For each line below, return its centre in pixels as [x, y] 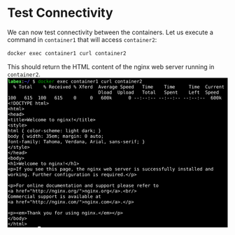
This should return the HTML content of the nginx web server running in [111, 66]
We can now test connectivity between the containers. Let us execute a [110, 32]
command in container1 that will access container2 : [82, 39]
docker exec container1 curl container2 [67, 53]
